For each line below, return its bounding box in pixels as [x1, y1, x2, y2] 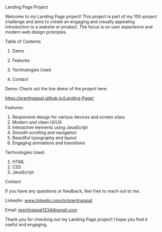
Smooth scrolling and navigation [12, 130, 77, 135]
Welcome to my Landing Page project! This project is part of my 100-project [5, 14, 157, 19]
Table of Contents [5, 39, 41, 44]
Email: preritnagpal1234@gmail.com [5, 207, 77, 213]
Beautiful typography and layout [12, 135, 77, 140]
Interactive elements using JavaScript [12, 124, 88, 130]
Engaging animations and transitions [12, 140, 85, 146]
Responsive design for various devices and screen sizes [12, 114, 125, 120]
